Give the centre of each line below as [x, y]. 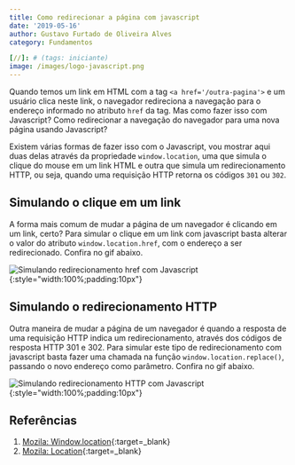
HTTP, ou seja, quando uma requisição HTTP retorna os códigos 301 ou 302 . [147, 175]
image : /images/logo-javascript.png [77, 67]
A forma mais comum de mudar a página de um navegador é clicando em [143, 224]
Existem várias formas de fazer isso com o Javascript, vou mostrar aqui [140, 146]
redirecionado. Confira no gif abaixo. [76, 252]
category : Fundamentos [51, 42]
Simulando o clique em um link [95, 203]
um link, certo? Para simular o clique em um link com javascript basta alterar [148, 233]
